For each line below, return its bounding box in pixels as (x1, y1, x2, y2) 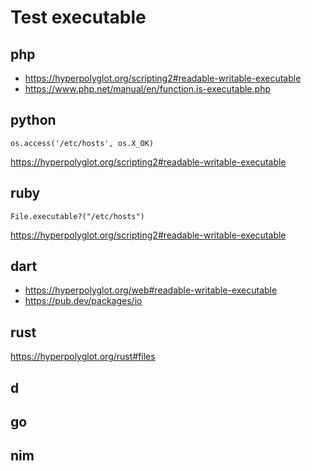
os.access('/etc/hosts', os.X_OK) (10, 138, 155, 148)
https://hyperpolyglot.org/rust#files (10, 351, 156, 363)
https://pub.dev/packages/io (24, 295, 143, 307)
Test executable (10, 6, 147, 29)
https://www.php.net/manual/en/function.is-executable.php (24, 83, 271, 95)
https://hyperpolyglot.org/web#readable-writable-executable (24, 284, 278, 296)
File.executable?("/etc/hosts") (10, 211, 145, 221)
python (10, 112, 57, 129)
